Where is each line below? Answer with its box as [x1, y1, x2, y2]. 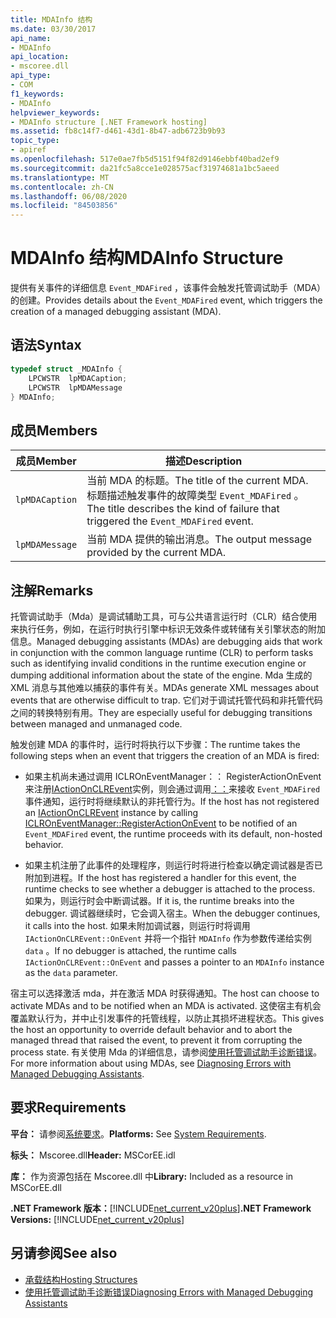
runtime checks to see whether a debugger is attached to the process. [24, 883, 316, 895]
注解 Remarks [10, 582, 94, 599]
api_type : [10, 71, 52, 81]
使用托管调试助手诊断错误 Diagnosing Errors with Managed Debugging [24, 1286, 313, 1298]
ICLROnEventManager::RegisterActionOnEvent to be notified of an [24, 817, 298, 829]
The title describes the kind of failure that [86, 502, 280, 516]
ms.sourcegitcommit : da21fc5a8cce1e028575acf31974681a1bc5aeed [10, 163, 280, 173]
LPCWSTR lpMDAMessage [28, 382, 123, 393]
